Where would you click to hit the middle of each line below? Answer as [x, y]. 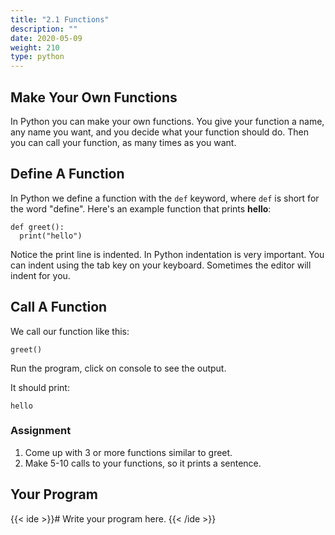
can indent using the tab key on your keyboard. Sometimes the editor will [161, 265]
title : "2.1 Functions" [60, 19]
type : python [37, 57]
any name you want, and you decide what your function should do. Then [160, 132]
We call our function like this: [70, 331]
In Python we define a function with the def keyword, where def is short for [165, 198]
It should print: [40, 387]
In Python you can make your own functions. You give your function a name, [167, 121]
